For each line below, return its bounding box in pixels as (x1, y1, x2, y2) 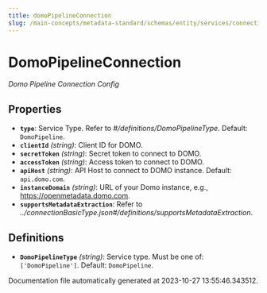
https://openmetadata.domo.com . (19, 191, 130, 201)
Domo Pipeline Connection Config (8, 79, 120, 89)
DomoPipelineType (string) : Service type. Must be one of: (19, 252, 204, 262)
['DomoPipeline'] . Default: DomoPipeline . (19, 260, 153, 270)
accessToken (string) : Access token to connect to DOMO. (19, 157, 205, 167)
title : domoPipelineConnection (8, 11, 112, 20)
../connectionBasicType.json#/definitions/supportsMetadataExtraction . (19, 208, 253, 218)
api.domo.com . (19, 174, 65, 183)
